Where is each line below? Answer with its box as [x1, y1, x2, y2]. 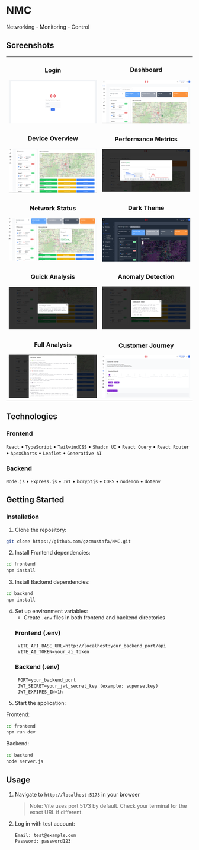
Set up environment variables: [14, 607, 88, 615]
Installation [6, 512, 40, 521]
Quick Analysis [30, 273, 75, 281]
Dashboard [130, 66, 163, 74]
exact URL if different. [29, 808, 83, 816]
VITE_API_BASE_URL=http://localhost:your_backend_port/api [17, 643, 166, 649]
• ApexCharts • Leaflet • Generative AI [6, 449, 102, 457]
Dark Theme [128, 203, 165, 212]
